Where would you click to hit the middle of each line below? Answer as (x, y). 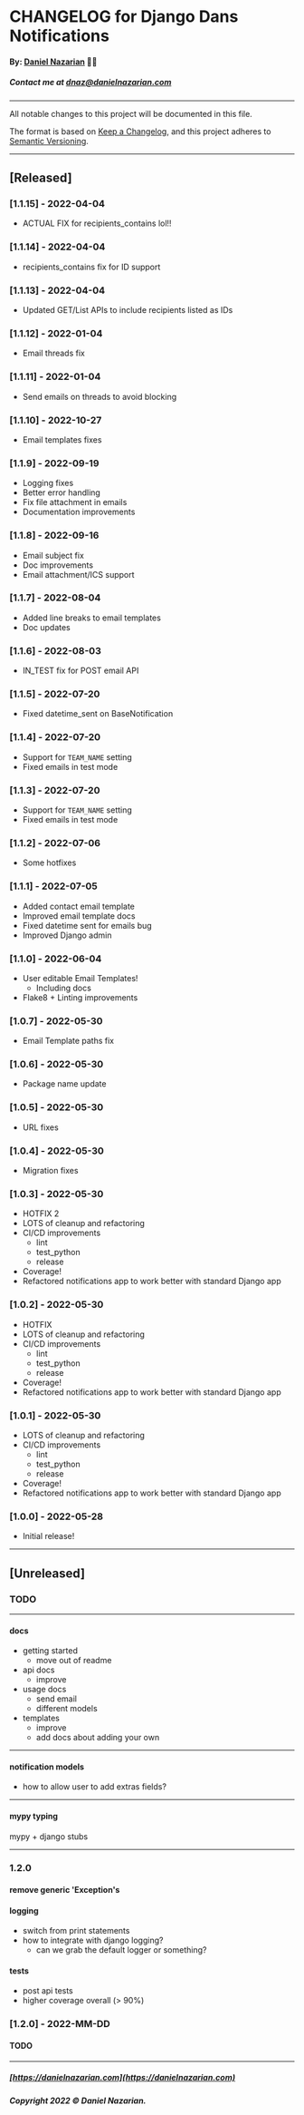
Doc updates (46, 627)
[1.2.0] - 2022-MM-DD (60, 2024)
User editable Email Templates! (80, 978)
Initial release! (48, 1536)
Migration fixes (50, 1171)
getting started (50, 1651)
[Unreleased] (47, 1573)
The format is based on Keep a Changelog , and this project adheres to (140, 131)
